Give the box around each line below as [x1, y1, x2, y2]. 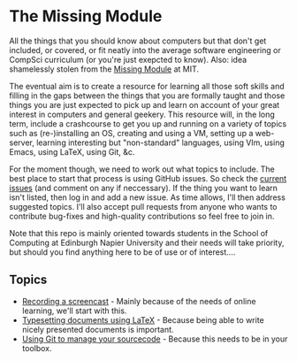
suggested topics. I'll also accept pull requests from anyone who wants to [9, 201, 278, 211]
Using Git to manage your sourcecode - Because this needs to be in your [21, 334, 288, 344]
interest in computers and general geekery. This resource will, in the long [9, 109, 276, 119]
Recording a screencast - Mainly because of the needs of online [21, 296, 256, 306]
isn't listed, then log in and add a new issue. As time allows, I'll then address [9, 192, 286, 203]
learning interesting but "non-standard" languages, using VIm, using [36, 137, 286, 148]
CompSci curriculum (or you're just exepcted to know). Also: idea [9, 54, 247, 65]
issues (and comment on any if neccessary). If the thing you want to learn [9, 182, 278, 193]
